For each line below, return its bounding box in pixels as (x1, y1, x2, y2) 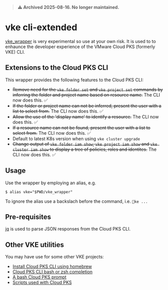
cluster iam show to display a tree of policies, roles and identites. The (12, 146, 157, 152)
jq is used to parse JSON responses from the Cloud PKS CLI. (5, 226, 131, 232)
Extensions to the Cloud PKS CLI (5, 64, 109, 72)
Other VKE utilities (5, 240, 64, 249)
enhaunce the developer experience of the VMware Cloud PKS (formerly (5, 44, 155, 50)
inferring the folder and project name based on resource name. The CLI (12, 92, 160, 98)
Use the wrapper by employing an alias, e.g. (5, 180, 96, 186)
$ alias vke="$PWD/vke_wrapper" (5, 189, 73, 194)
